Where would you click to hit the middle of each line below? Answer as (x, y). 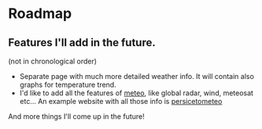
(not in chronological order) (52, 61)
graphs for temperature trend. (68, 84)
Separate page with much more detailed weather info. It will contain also (137, 76)
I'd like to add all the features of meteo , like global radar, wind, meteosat (137, 93)
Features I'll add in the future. (82, 43)
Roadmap (40, 14)
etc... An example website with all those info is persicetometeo (121, 101)
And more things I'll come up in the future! (76, 116)
